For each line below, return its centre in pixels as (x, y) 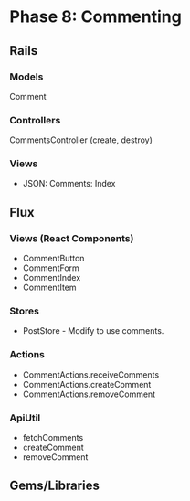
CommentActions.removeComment (89, 394)
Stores (24, 311)
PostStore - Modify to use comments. (93, 331)
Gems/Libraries (55, 486)
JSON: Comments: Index (69, 184)
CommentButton (53, 259)
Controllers (35, 120)
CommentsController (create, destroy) (81, 140)
